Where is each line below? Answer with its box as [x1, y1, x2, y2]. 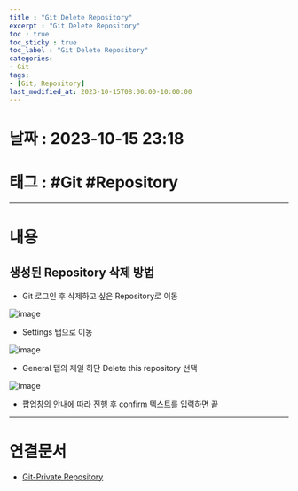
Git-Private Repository [21, 471, 104, 482]
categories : [9, 54, 53, 63]
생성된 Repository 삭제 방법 [9, 265, 155, 281]
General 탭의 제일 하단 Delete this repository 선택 [21, 362, 198, 373]
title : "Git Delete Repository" [9, 12, 133, 22]
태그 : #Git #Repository [9, 172, 179, 192]
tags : [9, 71, 29, 80]
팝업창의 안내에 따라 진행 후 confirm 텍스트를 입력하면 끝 [21, 399, 219, 409]
